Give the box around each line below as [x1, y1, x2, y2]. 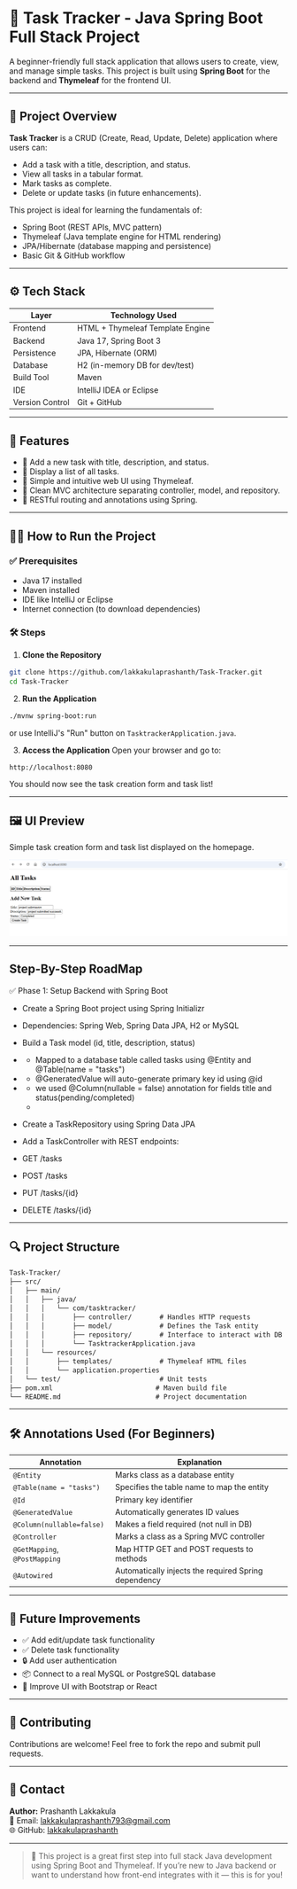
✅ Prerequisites [9, 555, 78, 567]
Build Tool [12, 372, 49, 383]
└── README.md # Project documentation [9, 1393, 247, 1401]
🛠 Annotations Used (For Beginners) [9, 1426, 216, 1441]
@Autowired [12, 1572, 53, 1581]
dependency [114, 1574, 162, 1585]
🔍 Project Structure [9, 1240, 120, 1255]
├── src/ [9, 1277, 42, 1286]
